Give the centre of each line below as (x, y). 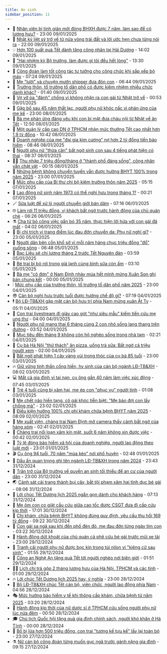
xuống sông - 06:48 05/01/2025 (45, 248)
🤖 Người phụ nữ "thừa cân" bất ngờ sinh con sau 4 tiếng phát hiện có (83, 150)
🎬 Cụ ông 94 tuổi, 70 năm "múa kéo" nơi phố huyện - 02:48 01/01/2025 (86, 453)
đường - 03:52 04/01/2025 (40, 329)
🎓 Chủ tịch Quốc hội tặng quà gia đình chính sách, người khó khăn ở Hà (86, 618)
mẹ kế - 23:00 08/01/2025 (40, 113)
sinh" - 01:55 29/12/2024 (38, 552)
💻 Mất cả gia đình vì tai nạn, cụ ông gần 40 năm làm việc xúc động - (83, 377)
